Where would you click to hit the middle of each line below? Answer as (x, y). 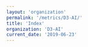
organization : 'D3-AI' (35, 29)
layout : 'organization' (36, 12)
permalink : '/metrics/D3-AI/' (45, 18)
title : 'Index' (25, 23)
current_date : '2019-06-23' (42, 35)
